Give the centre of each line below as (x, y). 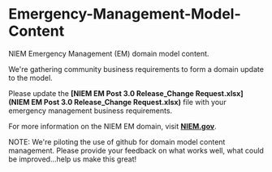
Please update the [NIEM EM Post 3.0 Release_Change (101, 93)
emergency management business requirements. (91, 111)
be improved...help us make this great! (72, 159)
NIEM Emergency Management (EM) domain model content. (109, 53)
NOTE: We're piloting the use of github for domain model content (117, 141)
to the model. (30, 78)
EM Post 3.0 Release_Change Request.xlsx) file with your (129, 102)
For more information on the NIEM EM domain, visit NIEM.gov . (112, 126)
